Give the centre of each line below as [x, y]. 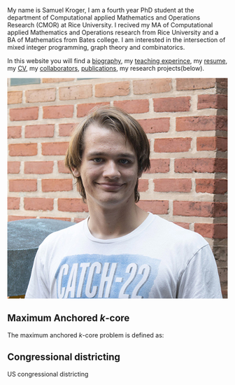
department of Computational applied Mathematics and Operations [104, 17]
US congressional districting [48, 374]
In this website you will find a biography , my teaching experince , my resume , [117, 61]
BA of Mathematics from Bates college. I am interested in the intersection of [116, 40]
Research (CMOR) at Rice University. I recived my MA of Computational [110, 25]
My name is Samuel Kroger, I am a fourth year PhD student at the [101, 10]
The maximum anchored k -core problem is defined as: [86, 335]
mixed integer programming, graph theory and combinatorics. [96, 47]
